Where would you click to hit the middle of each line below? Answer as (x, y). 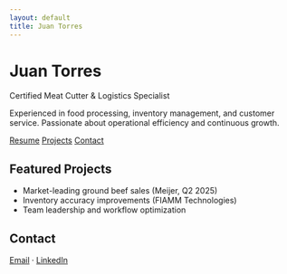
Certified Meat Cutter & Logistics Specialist (90, 96)
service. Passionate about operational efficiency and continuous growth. (144, 123)
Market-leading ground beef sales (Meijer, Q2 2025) (120, 191)
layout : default (40, 18)
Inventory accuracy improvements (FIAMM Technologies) (129, 201)
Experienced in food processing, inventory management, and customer (142, 113)
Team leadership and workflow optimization (104, 210)
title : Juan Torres (46, 26)
